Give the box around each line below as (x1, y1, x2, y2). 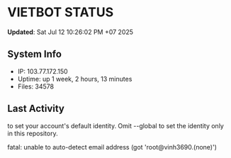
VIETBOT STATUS (7, 4, 114, 21)
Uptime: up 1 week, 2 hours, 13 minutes (17, 74, 133, 83)
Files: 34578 (17, 82, 55, 91)
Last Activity (7, 103, 65, 115)
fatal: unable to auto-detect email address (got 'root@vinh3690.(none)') (7, 142, 218, 151)
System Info (7, 48, 62, 60)
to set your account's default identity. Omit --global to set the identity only (7, 121, 225, 130)
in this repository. (7, 129, 58, 137)
